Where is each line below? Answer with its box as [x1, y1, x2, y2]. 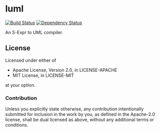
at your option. [5, 82, 36, 88]
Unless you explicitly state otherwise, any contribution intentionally [5, 106, 144, 112]
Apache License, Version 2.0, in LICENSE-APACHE [12, 67, 117, 73]
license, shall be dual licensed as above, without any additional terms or [5, 116, 154, 123]
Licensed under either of [5, 57, 56, 63]
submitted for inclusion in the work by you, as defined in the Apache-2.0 [5, 111, 155, 117]
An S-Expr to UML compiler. [5, 29, 63, 35]
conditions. [5, 122, 29, 128]
